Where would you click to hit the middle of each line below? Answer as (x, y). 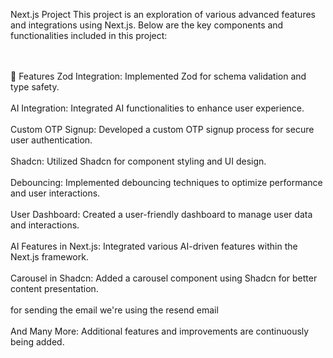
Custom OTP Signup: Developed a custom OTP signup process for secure (162, 129)
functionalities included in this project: (89, 35)
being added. (37, 342)
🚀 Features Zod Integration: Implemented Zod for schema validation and (158, 76)
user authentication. (51, 140)
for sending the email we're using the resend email (114, 310)
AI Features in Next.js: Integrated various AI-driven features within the (154, 246)
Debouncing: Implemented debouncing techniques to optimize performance (166, 182)
